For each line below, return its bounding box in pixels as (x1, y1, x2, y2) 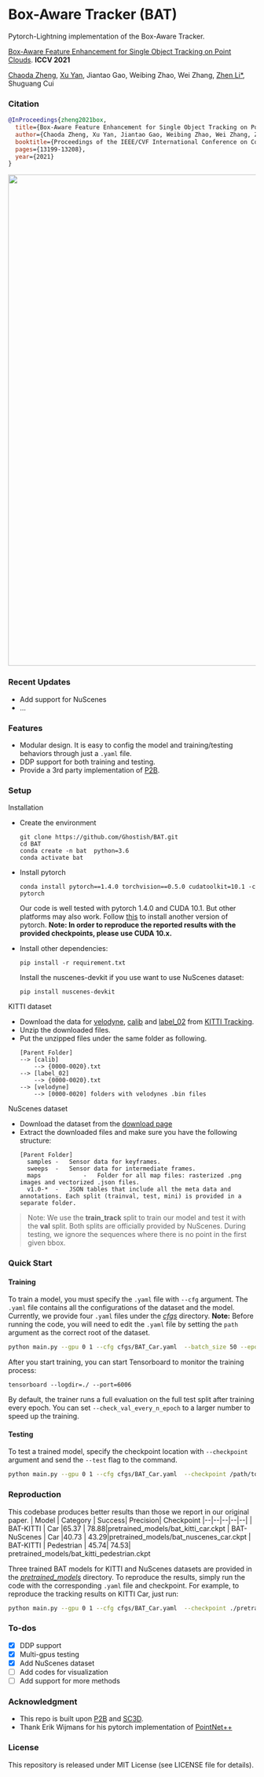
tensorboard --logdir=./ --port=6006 (8, 1381, 132, 1389)
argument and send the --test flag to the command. (8, 1456, 178, 1465)
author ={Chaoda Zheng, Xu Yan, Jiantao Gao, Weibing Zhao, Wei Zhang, (15, 130, 251, 138)
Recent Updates (8, 677, 71, 688)
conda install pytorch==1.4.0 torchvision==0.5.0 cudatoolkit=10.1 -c (19, 883, 256, 891)
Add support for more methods (19, 1676, 120, 1686)
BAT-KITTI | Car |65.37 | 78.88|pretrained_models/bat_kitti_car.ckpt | (8, 1523, 230, 1533)
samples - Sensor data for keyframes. (27, 1158, 161, 1166)
